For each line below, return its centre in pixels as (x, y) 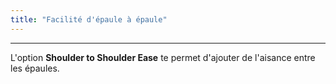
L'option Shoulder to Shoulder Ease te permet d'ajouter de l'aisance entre (163, 57)
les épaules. (35, 68)
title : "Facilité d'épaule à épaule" (89, 19)
